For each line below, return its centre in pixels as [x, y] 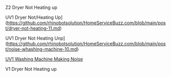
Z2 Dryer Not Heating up [31, 7]
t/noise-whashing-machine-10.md [41, 49]
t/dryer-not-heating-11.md [33, 28]
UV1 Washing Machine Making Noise [44, 59]
